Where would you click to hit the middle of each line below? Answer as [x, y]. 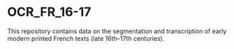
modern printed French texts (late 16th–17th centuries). [86, 38]
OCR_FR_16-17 [49, 12]
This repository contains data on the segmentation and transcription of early [117, 31]
